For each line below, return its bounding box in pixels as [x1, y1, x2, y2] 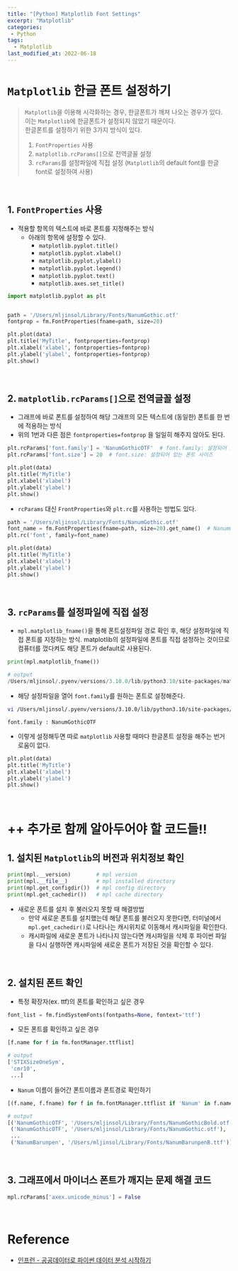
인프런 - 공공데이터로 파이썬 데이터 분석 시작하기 [17, 1255, 152, 1264]
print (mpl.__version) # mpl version [7, 872, 138, 879]
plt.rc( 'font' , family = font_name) [7, 532, 110, 539]
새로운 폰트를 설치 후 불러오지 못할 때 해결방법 [17, 904, 144, 913]
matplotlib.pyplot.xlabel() [38, 250, 122, 257]
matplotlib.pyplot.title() [38, 242, 119, 250]
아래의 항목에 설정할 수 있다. [28, 232, 106, 242]
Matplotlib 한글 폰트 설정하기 [7, 83, 171, 100]
